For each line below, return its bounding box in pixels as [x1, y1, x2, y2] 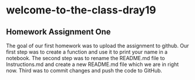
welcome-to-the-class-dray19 [6, 4, 156, 17]
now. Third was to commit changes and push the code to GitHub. [6, 67, 162, 74]
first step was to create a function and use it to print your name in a [6, 48, 168, 55]
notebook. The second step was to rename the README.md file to [6, 55, 165, 61]
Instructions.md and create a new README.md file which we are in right [6, 61, 179, 68]
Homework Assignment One [6, 27, 111, 37]
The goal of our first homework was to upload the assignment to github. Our [6, 42, 189, 49]
